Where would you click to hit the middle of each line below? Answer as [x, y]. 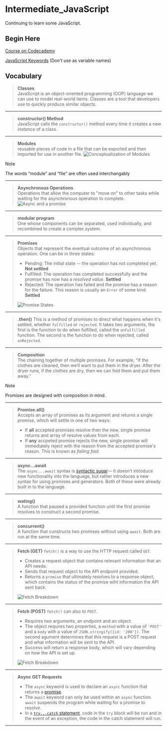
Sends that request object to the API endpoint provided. [82, 571]
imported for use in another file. [50, 154]
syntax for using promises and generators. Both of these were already [89, 481]
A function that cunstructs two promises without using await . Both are [89, 531]
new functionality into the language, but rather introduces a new [83, 476]
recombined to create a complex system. [59, 229]
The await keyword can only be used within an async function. [88, 697]
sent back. [36, 587]
